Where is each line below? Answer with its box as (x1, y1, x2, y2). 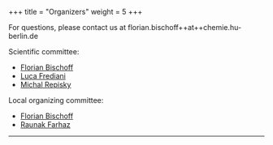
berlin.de (8, 32, 39, 41)
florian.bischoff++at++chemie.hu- (127, 23, 242, 32)
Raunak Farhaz (19, 120, 71, 129)
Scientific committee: (8, 47, 80, 56)
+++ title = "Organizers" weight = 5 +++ (8, 7, 143, 16)
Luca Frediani (19, 71, 67, 80)
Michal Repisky (19, 80, 71, 89)
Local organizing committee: (8, 96, 104, 104)
